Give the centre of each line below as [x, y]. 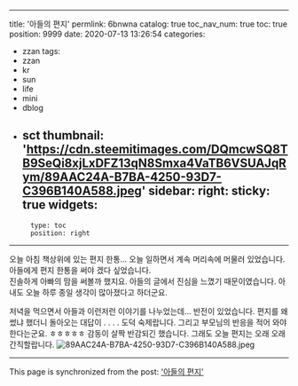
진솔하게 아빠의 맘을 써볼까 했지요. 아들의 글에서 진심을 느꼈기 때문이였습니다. [143, 281]
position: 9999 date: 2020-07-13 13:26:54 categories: [107, 34]
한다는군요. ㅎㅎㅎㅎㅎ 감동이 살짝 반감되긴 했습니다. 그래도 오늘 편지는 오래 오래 [148, 333]
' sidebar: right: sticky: [206, 191]
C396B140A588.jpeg [82, 191]
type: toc [48, 225]
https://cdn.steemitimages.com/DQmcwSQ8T [157, 150]
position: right [60, 233]
